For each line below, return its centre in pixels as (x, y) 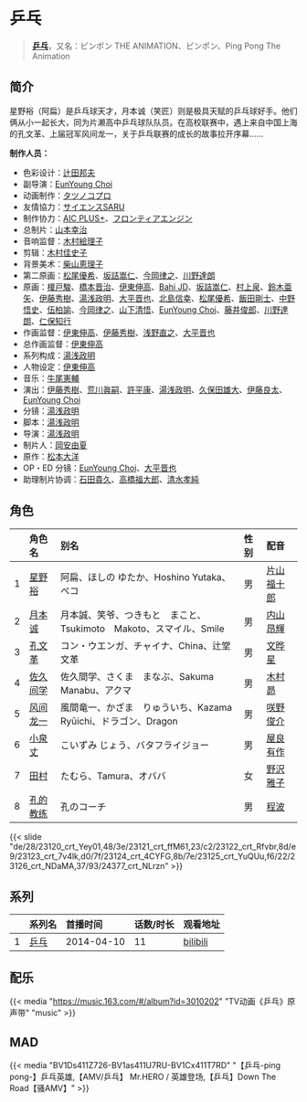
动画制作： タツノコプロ (67, 195)
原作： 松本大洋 (51, 456)
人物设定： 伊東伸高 (59, 366)
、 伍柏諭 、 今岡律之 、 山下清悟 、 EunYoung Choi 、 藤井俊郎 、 (152, 309)
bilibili (196, 942)
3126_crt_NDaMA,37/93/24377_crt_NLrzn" (89, 865)
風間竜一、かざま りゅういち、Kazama (147, 707)
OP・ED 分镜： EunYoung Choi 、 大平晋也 (100, 468)
